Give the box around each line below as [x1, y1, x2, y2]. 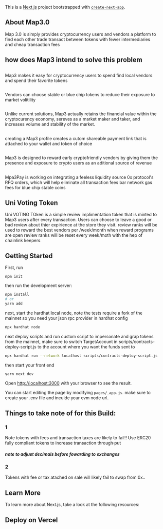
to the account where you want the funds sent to [37, 344, 135, 349]
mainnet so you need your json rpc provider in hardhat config [5, 315, 128, 321]
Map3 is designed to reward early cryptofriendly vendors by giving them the [5, 155, 158, 161]
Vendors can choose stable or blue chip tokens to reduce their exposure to [5, 91, 155, 97]
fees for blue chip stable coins [5, 184, 66, 190]
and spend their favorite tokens [5, 78, 68, 83]
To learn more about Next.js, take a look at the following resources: [5, 502, 140, 508]
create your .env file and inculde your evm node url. [5, 395, 109, 401]
